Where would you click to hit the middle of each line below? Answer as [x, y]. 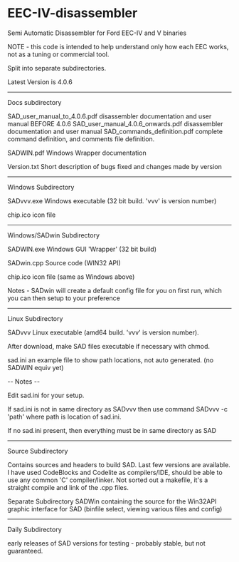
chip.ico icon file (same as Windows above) [71, 277]
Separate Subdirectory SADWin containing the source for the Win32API [112, 501]
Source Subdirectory [38, 451]
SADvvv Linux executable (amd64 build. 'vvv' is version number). [103, 332]
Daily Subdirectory [34, 529]
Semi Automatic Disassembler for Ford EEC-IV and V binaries [97, 33]
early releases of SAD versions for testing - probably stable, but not [107, 543]
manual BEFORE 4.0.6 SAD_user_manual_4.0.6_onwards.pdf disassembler [115, 123]
